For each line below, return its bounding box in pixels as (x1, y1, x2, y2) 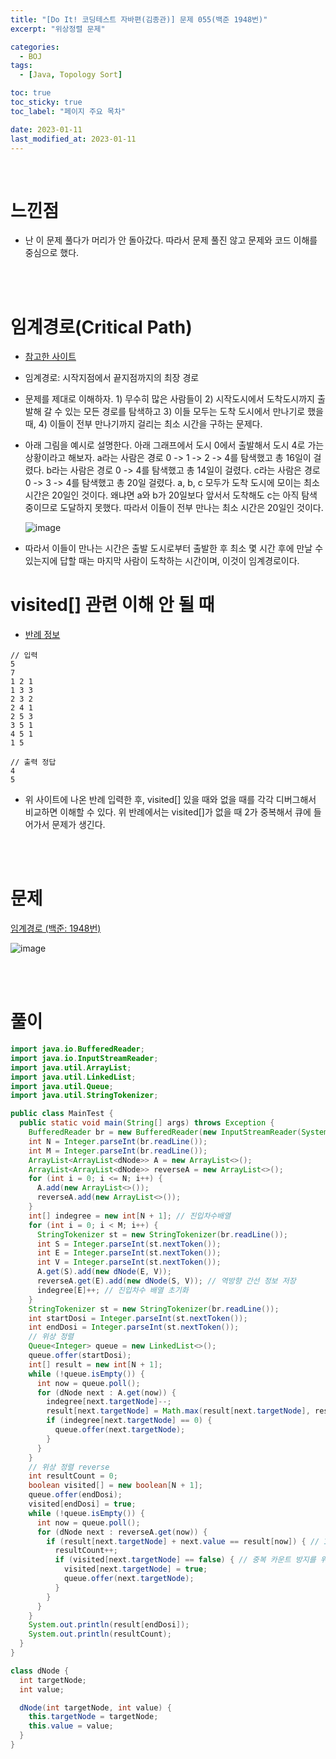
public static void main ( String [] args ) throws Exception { (19, 1118, 275, 1128)
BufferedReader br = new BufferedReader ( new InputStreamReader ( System (28, 1127, 329, 1138)
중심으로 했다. (24, 247, 80, 259)
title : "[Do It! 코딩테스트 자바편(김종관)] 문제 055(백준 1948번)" (10, 14, 268, 25)
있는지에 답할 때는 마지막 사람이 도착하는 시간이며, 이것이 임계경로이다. (24, 555, 300, 567)
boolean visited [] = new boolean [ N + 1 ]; (28, 1481, 204, 1491)
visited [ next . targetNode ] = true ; (63, 1564, 208, 1575)
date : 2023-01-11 (10, 124, 83, 135)
